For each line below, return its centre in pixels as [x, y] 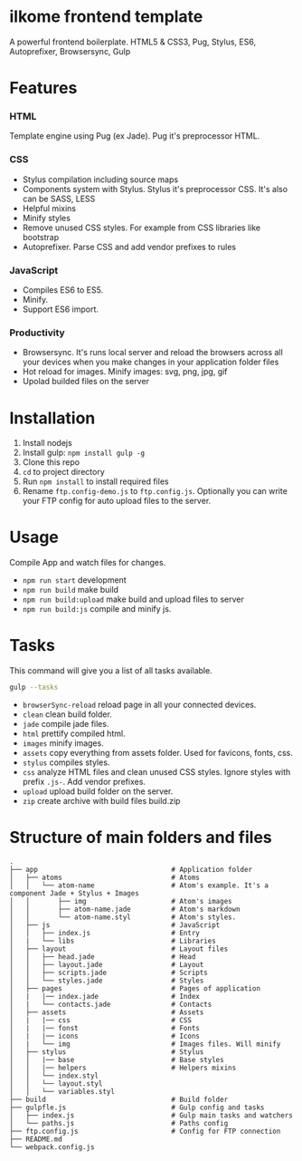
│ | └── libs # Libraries [113, 941]
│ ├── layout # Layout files [119, 949]
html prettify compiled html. [74, 733]
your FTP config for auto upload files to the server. [117, 501]
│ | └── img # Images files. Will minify [145, 1044]
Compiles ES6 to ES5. [63, 290]
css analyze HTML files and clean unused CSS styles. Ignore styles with [156, 772]
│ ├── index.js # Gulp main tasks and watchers [151, 1115]
